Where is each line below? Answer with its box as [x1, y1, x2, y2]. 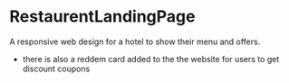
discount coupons [22, 63, 91, 74]
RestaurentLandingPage [9, 6, 196, 27]
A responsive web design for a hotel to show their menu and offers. [9, 36, 261, 47]
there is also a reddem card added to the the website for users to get [22, 53, 280, 64]
